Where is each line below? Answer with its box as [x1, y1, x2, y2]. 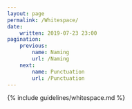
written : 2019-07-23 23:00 [19, 29, 97, 37]
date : [7, 23, 23, 30]
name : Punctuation [32, 68, 85, 75]
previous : [19, 42, 48, 49]
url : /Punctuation [32, 74, 85, 82]
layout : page [7, 10, 45, 17]
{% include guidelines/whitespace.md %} [7, 94, 126, 102]
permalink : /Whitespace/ [7, 17, 79, 24]
